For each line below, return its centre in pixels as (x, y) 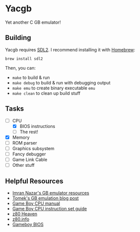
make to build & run (31, 77)
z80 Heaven (25, 214)
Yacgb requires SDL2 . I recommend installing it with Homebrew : (70, 49)
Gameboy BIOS (28, 224)
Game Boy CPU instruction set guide (49, 208)
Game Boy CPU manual (36, 203)
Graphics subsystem (33, 148)
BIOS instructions (37, 126)
